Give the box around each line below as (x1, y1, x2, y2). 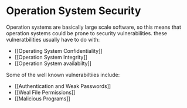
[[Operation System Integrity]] (14, 53, 88, 60)
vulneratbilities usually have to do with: (6, 36, 100, 43)
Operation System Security (6, 4, 141, 18)
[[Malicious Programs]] (14, 95, 70, 102)
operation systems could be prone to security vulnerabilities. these (6, 29, 168, 36)
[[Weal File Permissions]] (14, 89, 76, 96)
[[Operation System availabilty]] (14, 60, 92, 67)
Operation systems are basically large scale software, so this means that (6, 23, 182, 31)
